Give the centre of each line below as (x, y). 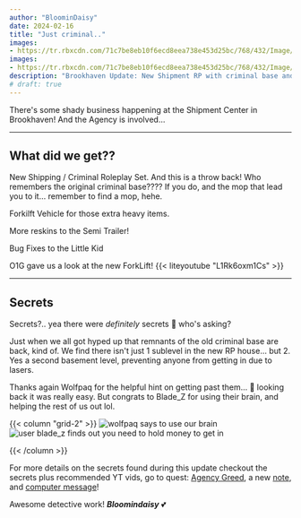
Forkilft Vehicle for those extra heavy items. (90, 214)
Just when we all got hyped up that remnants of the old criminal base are (144, 341)
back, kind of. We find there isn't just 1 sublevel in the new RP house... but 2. (150, 351)
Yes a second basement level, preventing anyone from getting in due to (141, 360)
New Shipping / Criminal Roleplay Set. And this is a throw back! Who (135, 177)
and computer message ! (54, 487)
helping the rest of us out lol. (62, 406)
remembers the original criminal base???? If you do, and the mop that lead (146, 187)
